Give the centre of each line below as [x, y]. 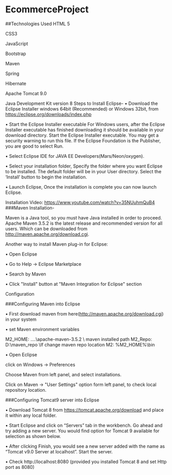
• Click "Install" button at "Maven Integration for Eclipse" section [74, 284]
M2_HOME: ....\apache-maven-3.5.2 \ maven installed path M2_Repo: [79, 339]
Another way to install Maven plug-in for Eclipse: [57, 244]
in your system [21, 319]
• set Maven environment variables [42, 329]
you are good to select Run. [35, 146]
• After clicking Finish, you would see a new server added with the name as [85, 446]
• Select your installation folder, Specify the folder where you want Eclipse [84, 166]
